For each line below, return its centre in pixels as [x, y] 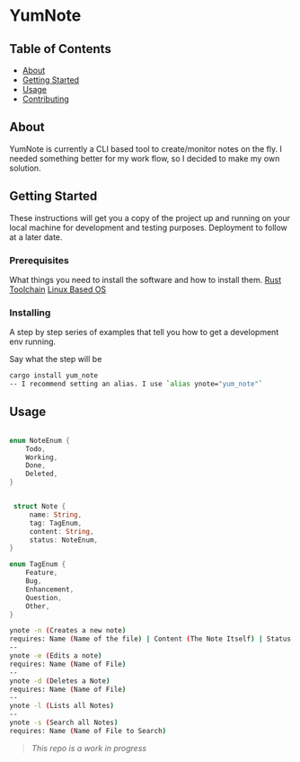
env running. [33, 341]
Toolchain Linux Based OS [58, 289]
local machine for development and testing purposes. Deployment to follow [148, 227]
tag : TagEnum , [56, 523]
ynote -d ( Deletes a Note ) [60, 681]
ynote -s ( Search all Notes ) [64, 723]
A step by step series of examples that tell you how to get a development [144, 332]
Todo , [36, 449]
